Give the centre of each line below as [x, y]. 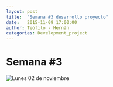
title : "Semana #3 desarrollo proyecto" [57, 17]
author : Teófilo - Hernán [37, 28]
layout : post [22, 11]
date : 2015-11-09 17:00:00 [42, 22]
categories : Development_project [47, 33]
